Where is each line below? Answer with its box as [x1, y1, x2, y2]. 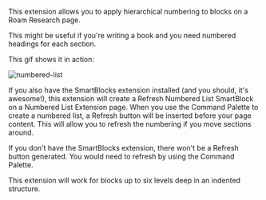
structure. [8, 184, 41, 194]
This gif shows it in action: [8, 55, 94, 64]
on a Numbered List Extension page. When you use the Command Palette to [8, 103, 259, 112]
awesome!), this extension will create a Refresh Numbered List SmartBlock [8, 94, 254, 103]
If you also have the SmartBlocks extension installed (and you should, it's [8, 85, 249, 95]
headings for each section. [8, 39, 97, 49]
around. [8, 127, 34, 137]
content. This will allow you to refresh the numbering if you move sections [8, 120, 252, 128]
